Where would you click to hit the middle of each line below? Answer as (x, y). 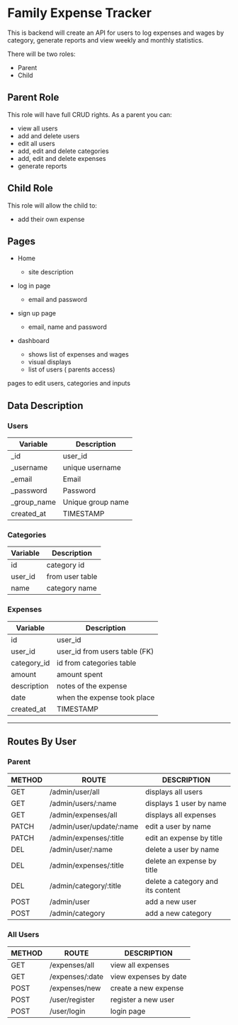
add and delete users (49, 135)
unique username (92, 468)
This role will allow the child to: (52, 205)
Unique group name (96, 503)
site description (51, 272)
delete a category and (181, 882)
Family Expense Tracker (80, 13)
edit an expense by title (184, 838)
